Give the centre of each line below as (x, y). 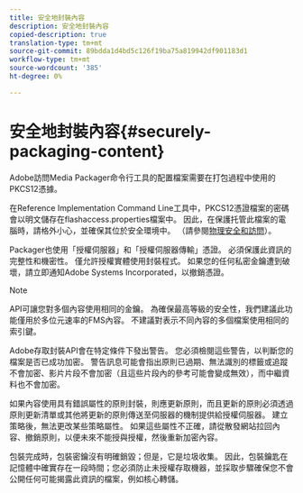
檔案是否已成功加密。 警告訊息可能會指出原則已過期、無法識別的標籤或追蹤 (149, 361)
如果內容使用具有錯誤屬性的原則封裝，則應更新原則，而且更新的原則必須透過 (151, 403)
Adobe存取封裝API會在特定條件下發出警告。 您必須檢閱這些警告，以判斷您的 (151, 350)
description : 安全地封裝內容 (60, 26)
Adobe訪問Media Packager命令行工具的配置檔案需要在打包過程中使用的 (143, 178)
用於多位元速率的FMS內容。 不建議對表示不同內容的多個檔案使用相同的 (157, 320)
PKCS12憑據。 (36, 188)
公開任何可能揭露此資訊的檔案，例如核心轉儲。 (96, 479)
